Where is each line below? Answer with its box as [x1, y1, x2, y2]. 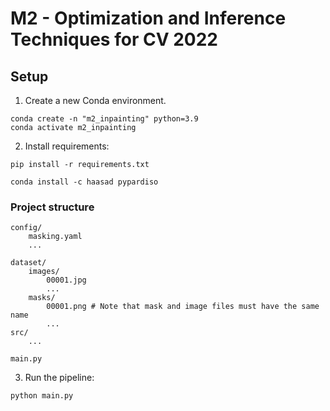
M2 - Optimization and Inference [10, 7, 287, 30]
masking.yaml [28, 232, 83, 242]
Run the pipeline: [24, 372, 95, 384]
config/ [10, 223, 43, 233]
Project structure [10, 200, 95, 214]
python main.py [10, 391, 74, 401]
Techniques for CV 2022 [10, 28, 218, 51]
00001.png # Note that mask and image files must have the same [46, 302, 320, 312]
